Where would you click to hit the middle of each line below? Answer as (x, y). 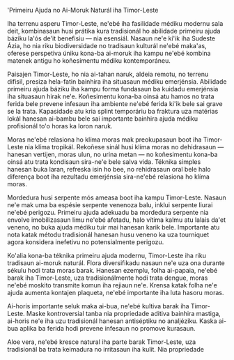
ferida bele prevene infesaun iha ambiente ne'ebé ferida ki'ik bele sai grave (115, 104)
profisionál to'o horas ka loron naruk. (60, 126)
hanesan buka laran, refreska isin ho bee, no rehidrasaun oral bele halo (109, 169)
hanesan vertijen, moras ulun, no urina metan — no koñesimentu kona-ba (112, 154)
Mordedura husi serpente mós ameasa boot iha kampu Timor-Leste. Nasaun (117, 197)
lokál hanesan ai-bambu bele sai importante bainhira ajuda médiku (103, 119)
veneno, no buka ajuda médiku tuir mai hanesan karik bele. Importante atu (114, 227)
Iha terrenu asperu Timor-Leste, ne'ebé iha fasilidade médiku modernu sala (115, 23)
